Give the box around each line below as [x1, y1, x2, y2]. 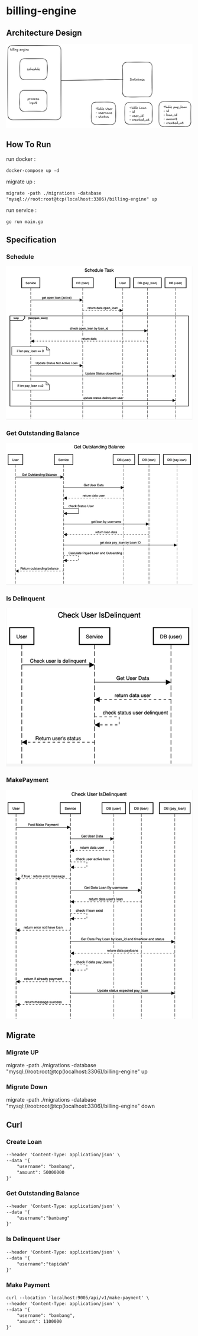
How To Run [6, 139, 51, 149]
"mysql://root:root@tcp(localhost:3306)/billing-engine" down [6, 1102, 155, 1110]
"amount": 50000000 [17, 1170, 65, 1176]
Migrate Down [6, 1083, 48, 1091]
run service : [6, 206, 37, 214]
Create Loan [6, 1137, 43, 1146]
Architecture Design [6, 28, 82, 38]
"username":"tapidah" [17, 1261, 70, 1267]
